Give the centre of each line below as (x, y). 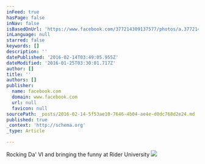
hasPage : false (26, 18)
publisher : (20, 86)
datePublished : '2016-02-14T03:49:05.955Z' (63, 57)
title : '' (19, 74)
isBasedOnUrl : (24, 29)
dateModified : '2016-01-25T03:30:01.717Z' (61, 63)
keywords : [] (23, 46)
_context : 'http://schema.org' (46, 126)
